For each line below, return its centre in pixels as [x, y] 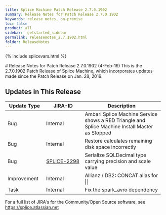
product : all [19, 28]
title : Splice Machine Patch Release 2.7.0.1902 [56, 10]
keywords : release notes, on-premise [44, 19]
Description [122, 106]
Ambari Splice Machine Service [121, 114]
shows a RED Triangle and [115, 120]
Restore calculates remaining [118, 141]
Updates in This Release [43, 92]
